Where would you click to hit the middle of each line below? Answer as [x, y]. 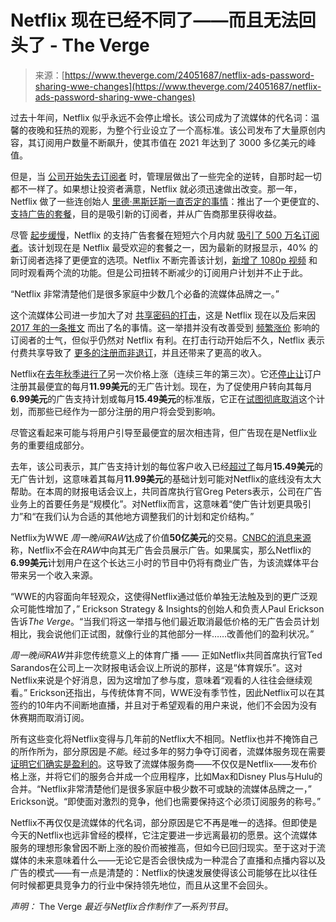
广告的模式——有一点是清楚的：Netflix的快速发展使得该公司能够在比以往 [159, 872]
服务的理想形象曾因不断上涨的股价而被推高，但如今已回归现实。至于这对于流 [168, 847]
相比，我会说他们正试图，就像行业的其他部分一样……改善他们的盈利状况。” [162, 633]
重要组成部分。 [58, 445]
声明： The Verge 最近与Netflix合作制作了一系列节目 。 [122, 906]
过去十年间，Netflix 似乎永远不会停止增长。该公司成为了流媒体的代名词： [161, 117]
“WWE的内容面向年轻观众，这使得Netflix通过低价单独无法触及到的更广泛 [160, 596]
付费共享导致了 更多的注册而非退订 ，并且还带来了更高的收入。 [138, 352]
